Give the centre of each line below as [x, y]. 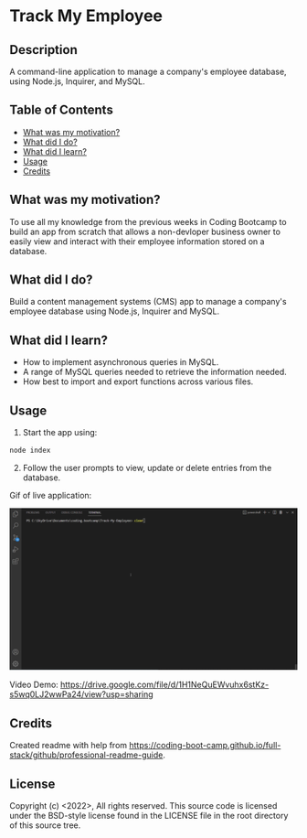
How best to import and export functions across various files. [138, 381]
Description [43, 50]
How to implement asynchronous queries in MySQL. [121, 362]
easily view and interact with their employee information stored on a [137, 241]
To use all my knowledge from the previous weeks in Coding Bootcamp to [148, 221]
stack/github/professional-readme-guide [86, 755]
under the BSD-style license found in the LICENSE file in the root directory [149, 816]
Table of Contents [62, 110]
